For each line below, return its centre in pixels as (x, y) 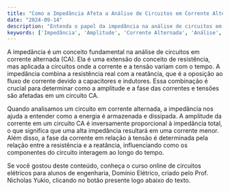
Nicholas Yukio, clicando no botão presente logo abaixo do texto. (99, 180)
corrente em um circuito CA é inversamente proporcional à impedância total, (115, 123)
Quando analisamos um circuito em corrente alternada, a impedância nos (110, 109)
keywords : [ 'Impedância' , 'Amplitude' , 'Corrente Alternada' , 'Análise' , (115, 33)
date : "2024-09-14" (35, 20)
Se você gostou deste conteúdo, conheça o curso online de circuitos (104, 166)
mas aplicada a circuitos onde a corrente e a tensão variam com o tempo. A (114, 66)
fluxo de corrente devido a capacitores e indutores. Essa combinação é (108, 81)
